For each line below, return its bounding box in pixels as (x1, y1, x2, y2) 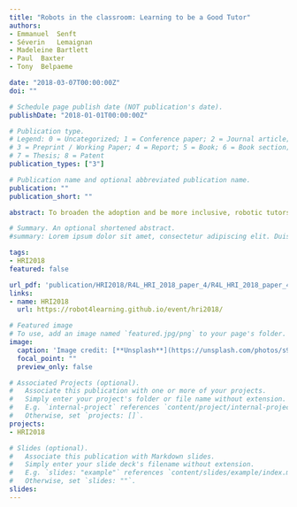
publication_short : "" (9, 192, 93, 201)
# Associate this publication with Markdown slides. (9, 452, 216, 461)
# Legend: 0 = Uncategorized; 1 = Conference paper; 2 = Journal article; (9, 134, 291, 144)
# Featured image (9, 321, 73, 330)
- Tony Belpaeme (9, 63, 73, 72)
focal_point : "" (17, 354, 77, 363)
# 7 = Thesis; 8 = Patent (9, 151, 104, 160)
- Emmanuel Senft (9, 29, 77, 38)
